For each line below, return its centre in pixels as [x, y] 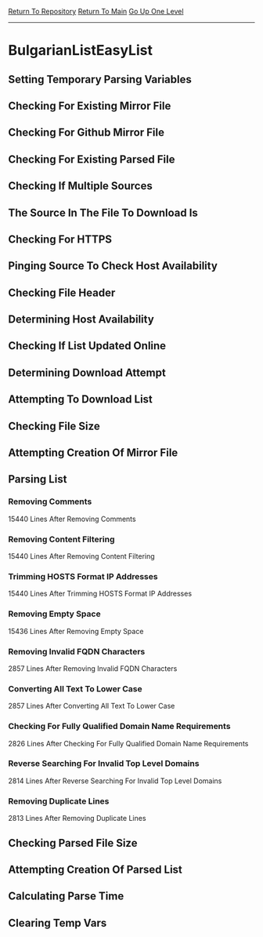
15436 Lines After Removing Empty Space [76, 631]
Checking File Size [54, 426]
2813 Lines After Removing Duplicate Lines [77, 819]
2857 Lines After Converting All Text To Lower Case [92, 706]
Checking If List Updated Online [87, 346]
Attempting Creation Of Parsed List [95, 869]
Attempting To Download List [80, 399]
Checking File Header [62, 292]
